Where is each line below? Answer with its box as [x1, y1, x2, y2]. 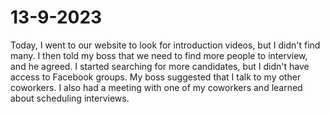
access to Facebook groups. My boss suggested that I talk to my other [10, 71, 302, 83]
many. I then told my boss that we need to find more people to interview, [10, 49, 308, 61]
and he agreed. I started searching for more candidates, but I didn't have [10, 60, 310, 72]
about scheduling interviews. [10, 92, 130, 104]
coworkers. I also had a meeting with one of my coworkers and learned [10, 81, 303, 93]
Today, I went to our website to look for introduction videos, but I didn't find [10, 39, 321, 51]
